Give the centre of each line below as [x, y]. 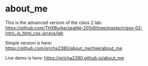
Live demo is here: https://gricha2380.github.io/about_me [64, 57]
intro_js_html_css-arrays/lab [34, 33]
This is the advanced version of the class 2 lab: [54, 22]
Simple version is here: [29, 42]
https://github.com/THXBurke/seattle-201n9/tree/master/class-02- [74, 27]
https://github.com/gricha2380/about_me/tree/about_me [64, 48]
